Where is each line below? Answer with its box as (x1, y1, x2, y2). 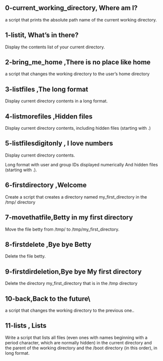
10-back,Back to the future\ (5, 295, 91, 303)
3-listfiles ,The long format (5, 85, 88, 93)
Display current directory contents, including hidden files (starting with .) (5, 125, 151, 131)
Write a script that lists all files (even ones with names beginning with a (5, 334, 148, 341)
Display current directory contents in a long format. (5, 98, 108, 104)
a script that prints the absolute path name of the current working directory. (5, 17, 157, 22)
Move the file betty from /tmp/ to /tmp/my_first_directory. (5, 226, 120, 232)
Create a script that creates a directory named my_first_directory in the (5, 194, 147, 200)
